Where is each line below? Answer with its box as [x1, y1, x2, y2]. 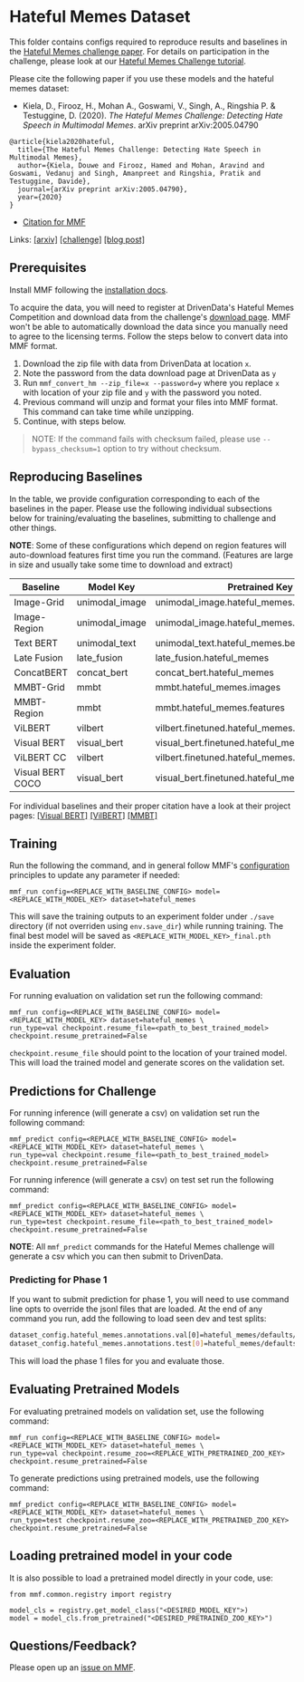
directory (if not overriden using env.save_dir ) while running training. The [9, 921, 283, 932]
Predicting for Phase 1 [9, 1273, 108, 1286]
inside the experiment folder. [9, 940, 117, 951]
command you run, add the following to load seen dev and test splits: [9, 1313, 267, 1324]
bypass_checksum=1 [31, 444, 101, 454]
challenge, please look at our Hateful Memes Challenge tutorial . [9, 55, 247, 66]
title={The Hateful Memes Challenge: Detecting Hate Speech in [17, 145, 261, 154]
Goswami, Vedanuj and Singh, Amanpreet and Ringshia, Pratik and [9, 169, 261, 178]
